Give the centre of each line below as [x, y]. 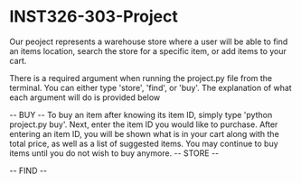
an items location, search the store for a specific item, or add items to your [148, 50]
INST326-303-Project [94, 17]
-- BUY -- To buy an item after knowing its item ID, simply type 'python [141, 114]
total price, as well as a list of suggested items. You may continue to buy [144, 143]
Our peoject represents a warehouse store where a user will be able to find [149, 41]
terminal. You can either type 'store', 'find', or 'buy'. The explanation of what [150, 87]
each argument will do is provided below [85, 97]
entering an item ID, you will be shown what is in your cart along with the [145, 133]
